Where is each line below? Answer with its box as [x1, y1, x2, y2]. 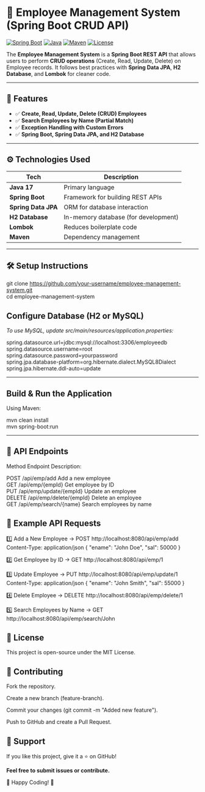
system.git [6, 286, 33, 294]
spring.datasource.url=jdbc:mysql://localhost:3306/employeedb [6, 339, 168, 346]
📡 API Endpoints [6, 446, 69, 457]
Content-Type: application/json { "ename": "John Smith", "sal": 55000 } [6, 579, 185, 586]
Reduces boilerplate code [63, 223, 137, 231]
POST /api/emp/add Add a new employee [6, 474, 111, 482]
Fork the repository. [6, 682, 56, 690]
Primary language [63, 183, 115, 192]
